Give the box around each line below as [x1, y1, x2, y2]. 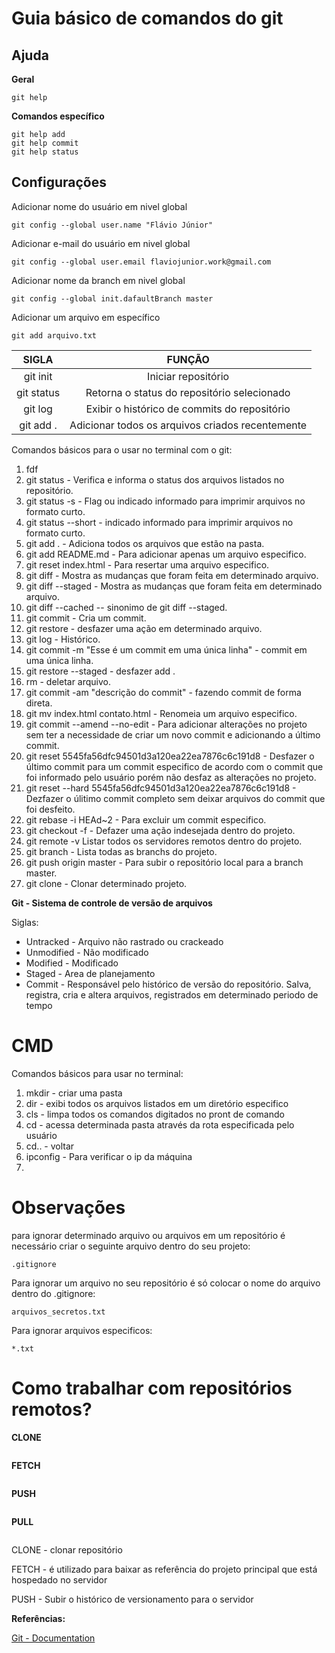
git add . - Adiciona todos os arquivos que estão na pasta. [25, 537, 265, 549]
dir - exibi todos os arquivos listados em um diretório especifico [25, 1097, 289, 1109]
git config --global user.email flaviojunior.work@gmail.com [11, 257, 272, 267]
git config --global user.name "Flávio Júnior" [11, 220, 214, 230]
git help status [11, 147, 79, 157]
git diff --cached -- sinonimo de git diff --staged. [25, 601, 228, 613]
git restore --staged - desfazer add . [25, 665, 176, 677]
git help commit [11, 138, 79, 148]
